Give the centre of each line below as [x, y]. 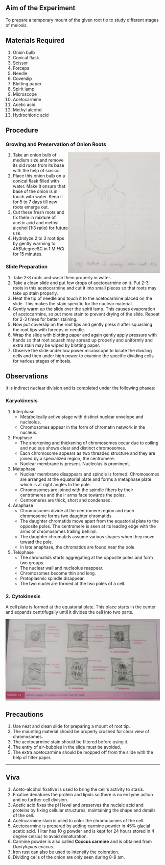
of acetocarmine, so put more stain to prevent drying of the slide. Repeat [86, 314]
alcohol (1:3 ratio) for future [40, 228]
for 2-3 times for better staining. [45, 319]
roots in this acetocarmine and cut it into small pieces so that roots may [84, 288]
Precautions [24, 714]
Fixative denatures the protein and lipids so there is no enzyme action [83, 794]
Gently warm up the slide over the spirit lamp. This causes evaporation [84, 309]
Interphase [24, 411]
